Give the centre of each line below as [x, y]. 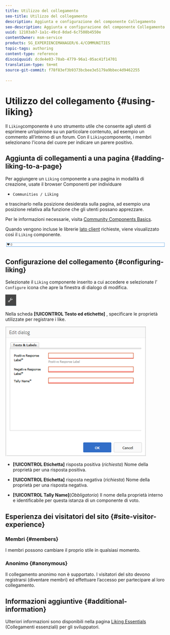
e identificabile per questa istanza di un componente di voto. [76, 500]
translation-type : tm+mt [32, 65]
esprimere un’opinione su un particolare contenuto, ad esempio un [75, 132]
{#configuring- [139, 262]
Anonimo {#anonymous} [36, 563]
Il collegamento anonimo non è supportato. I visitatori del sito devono [78, 574]
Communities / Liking [35, 194]
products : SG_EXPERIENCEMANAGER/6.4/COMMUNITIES [58, 43]
